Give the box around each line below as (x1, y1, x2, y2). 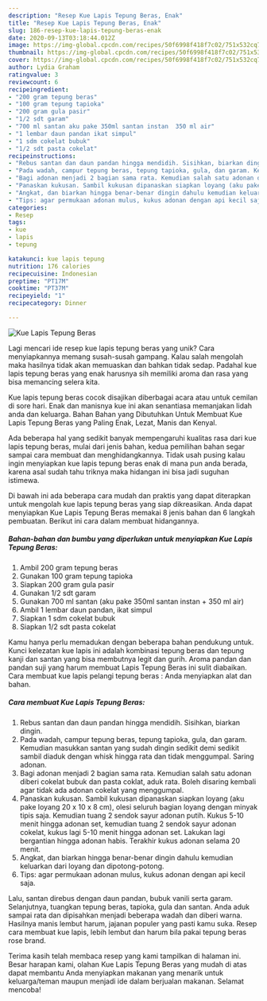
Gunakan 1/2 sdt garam (19, 588, 97, 597)
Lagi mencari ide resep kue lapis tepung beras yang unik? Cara (8, 343, 215, 353)
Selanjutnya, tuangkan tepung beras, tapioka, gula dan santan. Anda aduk (8, 902, 250, 911)
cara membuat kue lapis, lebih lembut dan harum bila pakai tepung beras (8, 927, 247, 937)
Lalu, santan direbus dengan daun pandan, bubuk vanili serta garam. (8, 893, 233, 902)
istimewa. (8, 475, 40, 485)
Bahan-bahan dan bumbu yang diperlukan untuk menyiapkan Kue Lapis (8, 534, 253, 544)
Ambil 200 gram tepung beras (19, 562, 118, 572)
